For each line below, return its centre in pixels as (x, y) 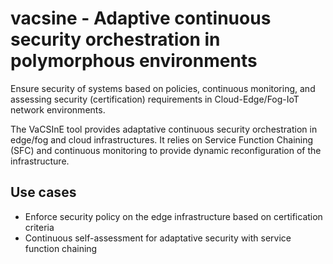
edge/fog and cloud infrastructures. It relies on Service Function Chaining (162, 139)
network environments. (58, 109)
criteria (39, 227)
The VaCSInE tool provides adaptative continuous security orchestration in (164, 129)
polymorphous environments (134, 61)
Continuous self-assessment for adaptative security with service (158, 238)
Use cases (43, 192)
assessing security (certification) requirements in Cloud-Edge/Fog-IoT (155, 99)
